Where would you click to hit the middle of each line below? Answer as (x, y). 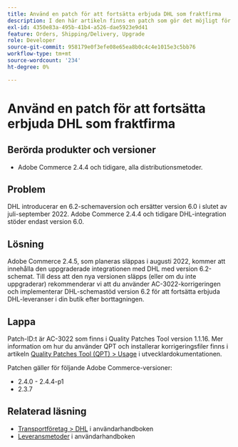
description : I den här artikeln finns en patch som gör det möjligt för (119, 21)
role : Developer (31, 41)
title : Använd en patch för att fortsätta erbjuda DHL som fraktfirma (114, 14)
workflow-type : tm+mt (40, 54)
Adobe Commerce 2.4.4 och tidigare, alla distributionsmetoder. (110, 167)
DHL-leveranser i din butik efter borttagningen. (76, 299)
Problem (27, 190)
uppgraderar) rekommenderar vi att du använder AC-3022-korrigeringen (114, 284)
